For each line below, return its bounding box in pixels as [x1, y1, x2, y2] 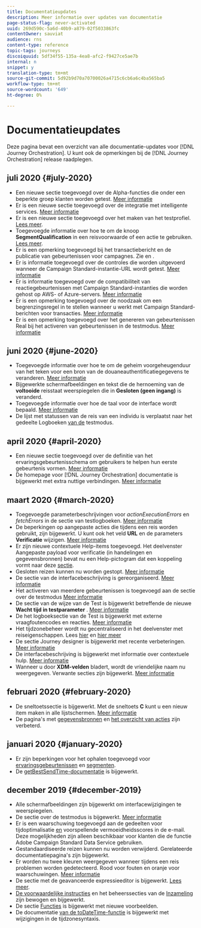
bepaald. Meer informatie [15, 406, 78, 413]
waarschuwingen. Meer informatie [15, 871, 100, 878]
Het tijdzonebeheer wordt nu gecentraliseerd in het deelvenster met [15, 625, 183, 632]
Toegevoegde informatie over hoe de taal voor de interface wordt [15, 400, 177, 407]
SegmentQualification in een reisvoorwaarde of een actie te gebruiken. [15, 233, 193, 240]
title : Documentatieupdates [7, 8, 77, 15]
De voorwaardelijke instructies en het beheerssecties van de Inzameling [15, 890, 193, 897]
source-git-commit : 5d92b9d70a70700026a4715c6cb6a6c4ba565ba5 [7, 75, 165, 81]
